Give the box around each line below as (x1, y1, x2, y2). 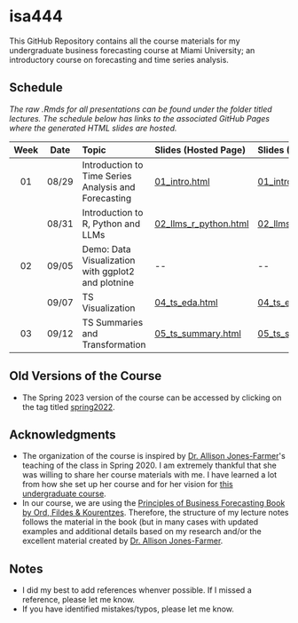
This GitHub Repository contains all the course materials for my (9, 35, 241, 46)
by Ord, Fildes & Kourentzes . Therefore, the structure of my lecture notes (21, 508, 289, 518)
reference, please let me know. (21, 595, 136, 605)
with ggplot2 (82, 264, 135, 277)
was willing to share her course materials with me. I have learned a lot (21, 469, 278, 480)
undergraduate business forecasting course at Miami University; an (9, 44, 255, 55)
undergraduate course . (21, 488, 106, 499)
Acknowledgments (9, 427, 117, 442)
